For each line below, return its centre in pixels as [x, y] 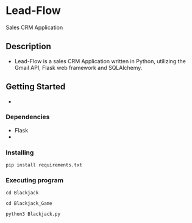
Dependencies [28, 117]
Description [28, 46]
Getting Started [36, 87]
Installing [20, 153]
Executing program [35, 180]
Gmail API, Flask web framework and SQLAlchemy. [78, 67]
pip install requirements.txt [44, 165]
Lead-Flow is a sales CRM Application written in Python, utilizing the [100, 61]
